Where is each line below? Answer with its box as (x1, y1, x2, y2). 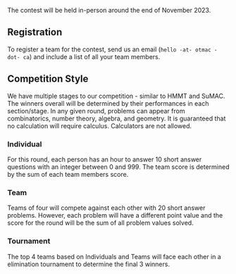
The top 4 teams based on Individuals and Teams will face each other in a (7, 252, 222, 261)
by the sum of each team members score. (7, 170, 129, 178)
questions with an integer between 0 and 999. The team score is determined (7, 162, 230, 171)
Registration (7, 26, 63, 38)
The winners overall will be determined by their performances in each (7, 99, 209, 108)
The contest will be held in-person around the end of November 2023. (7, 6, 211, 14)
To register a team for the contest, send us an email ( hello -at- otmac (7, 45, 211, 54)
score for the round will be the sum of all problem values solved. (7, 218, 194, 228)
